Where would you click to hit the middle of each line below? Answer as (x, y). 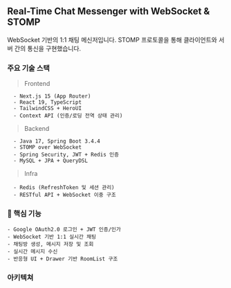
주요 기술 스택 (29, 68)
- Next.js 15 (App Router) (52, 96)
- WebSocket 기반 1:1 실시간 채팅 (52, 237)
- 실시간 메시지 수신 (33, 252)
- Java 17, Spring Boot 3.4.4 (57, 141)
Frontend (37, 84)
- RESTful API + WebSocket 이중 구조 (65, 195)
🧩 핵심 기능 (24, 214)
